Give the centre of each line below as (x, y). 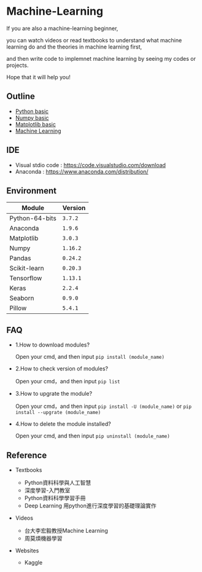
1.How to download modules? (52, 345)
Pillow (18, 308)
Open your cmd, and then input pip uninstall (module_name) (92, 436)
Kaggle (33, 562)
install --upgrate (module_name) (58, 413)
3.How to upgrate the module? (54, 394)
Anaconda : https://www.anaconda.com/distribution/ (82, 171)
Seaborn (22, 298)
